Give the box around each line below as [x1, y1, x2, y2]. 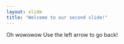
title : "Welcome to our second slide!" [6, 14, 108, 20]
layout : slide [6, 8, 43, 15]
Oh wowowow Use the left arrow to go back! [6, 31, 118, 38]
